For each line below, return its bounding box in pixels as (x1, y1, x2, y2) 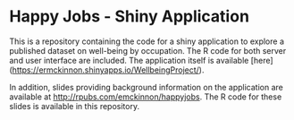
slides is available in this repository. (9, 100, 140, 111)
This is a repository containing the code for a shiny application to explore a (9, 36, 284, 47)
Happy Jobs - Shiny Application (9, 6, 250, 27)
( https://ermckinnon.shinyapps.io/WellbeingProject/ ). (9, 64, 205, 75)
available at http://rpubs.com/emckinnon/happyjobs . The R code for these (9, 91, 282, 102)
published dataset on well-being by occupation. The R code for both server (9, 45, 287, 56)
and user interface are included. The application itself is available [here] (9, 55, 274, 65)
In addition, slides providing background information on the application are (9, 81, 283, 92)
